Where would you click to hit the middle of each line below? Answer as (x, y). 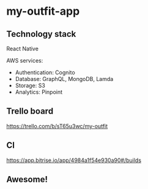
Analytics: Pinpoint (39, 92)
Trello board (30, 111)
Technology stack (41, 34)
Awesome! (27, 179)
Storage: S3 (30, 85)
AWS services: (25, 60)
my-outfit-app (43, 11)
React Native (22, 48)
